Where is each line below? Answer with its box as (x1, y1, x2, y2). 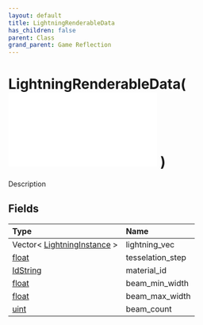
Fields (8, 202, 40, 216)
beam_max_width (125, 290, 192, 301)
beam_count (125, 303, 172, 314)
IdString (12, 265, 42, 276)
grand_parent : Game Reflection (8, 41, 112, 49)
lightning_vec (125, 239, 175, 250)
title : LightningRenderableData (8, 19, 115, 27)
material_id (125, 265, 167, 276)
